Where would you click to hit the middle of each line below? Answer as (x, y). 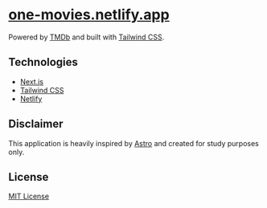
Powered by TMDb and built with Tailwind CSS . (86, 37)
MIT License (29, 196)
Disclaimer (36, 124)
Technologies (43, 62)
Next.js (32, 81)
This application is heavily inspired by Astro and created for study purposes (133, 143)
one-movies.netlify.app (89, 15)
